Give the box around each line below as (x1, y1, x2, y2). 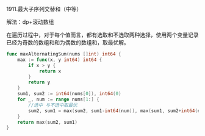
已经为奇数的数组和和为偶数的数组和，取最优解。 (6, 39, 129, 46)
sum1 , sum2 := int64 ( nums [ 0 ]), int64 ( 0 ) (17, 91, 121, 97)
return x (38, 68, 62, 74)
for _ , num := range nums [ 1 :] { (17, 96, 99, 102)
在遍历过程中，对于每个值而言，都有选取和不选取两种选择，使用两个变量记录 (6, 31, 199, 38)
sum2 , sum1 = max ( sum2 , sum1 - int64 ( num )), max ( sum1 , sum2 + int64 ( (28, 107, 198, 114)
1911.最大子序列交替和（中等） (6, 5, 82, 12)
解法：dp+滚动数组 (6, 18, 54, 26)
